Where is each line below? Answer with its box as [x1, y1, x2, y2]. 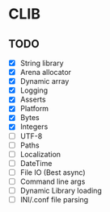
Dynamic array [19, 77, 70, 86]
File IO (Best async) [19, 167, 87, 177]
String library [19, 58, 64, 68]
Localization [19, 149, 61, 159]
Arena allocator [19, 68, 71, 77]
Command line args [19, 177, 86, 186]
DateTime [19, 158, 53, 168]
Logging [19, 85, 49, 95]
